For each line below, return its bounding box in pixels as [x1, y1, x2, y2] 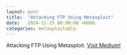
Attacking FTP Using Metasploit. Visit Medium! [6, 42, 121, 49]
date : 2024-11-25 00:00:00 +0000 [6, 20, 95, 26]
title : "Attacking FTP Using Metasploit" [6, 14, 114, 20]
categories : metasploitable [6, 25, 77, 32]
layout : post [6, 8, 39, 15]
